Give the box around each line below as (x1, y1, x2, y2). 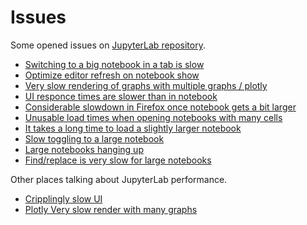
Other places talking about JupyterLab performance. (10, 173, 228, 185)
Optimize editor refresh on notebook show (24, 69, 200, 81)
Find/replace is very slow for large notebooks (24, 154, 212, 166)
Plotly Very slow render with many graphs (24, 203, 198, 215)
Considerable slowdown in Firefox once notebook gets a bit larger (24, 101, 297, 113)
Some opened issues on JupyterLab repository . (10, 39, 206, 51)
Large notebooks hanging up (24, 143, 144, 155)
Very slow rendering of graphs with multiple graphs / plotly (24, 79, 268, 91)
